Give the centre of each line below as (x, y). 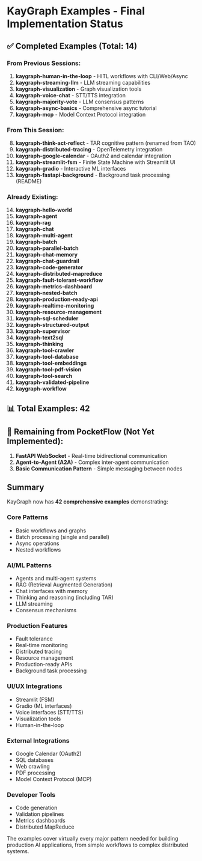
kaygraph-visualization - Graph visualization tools (78, 89)
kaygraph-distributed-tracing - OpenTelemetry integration (89, 150)
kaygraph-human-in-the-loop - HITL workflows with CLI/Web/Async (102, 76)
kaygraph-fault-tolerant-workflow (59, 280)
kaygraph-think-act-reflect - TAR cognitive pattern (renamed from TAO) (106, 143)
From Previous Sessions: (44, 63)
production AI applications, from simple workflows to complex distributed (98, 845)
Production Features (37, 626)
